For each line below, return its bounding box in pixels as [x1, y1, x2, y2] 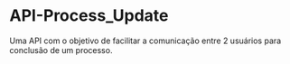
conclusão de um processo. [9, 44, 113, 55]
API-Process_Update [9, 5, 169, 26]
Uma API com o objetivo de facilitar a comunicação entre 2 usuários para [9, 35, 282, 46]
